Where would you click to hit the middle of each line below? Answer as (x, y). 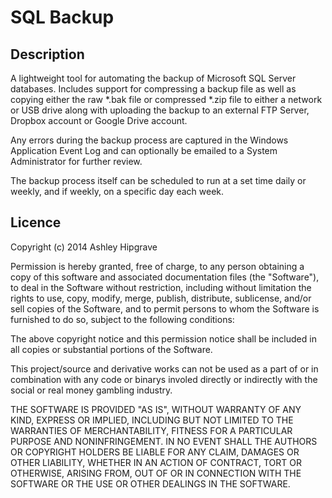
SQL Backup (62, 17)
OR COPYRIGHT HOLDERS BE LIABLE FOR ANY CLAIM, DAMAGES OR (155, 452)
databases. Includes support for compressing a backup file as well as (153, 89)
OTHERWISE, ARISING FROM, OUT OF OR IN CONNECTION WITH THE (156, 473)
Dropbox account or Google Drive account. (99, 120)
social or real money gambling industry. (91, 390)
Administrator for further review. (76, 161)
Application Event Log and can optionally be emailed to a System (144, 150)
